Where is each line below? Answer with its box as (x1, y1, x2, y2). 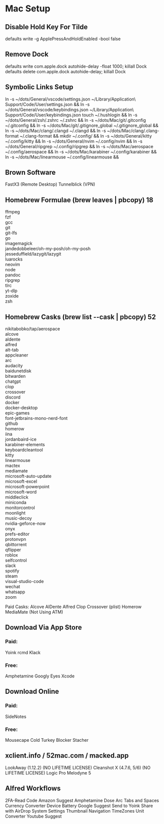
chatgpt (5, 378, 21, 384)
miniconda (5, 500, 27, 506)
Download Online (5, 687, 59, 696)
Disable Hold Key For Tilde (5, 23, 88, 31)
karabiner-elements (5, 442, 45, 448)
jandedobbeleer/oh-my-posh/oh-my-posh (5, 246, 91, 252)
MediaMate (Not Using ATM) (5, 609, 63, 615)
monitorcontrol (5, 505, 36, 511)
